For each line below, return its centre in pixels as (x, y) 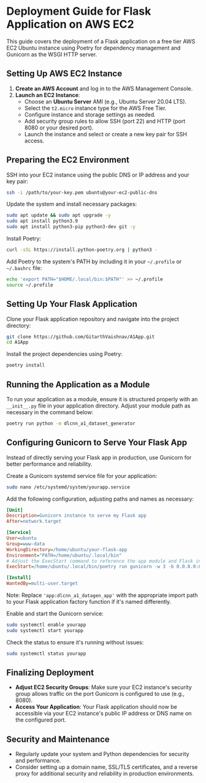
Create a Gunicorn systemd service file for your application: (82, 476)
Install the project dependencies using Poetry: (64, 354)
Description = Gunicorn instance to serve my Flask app (77, 516)
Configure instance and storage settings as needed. (90, 114)
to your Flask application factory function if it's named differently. (89, 602)
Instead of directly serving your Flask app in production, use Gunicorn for (99, 457)
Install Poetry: (24, 239)
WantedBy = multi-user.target (42, 584)
